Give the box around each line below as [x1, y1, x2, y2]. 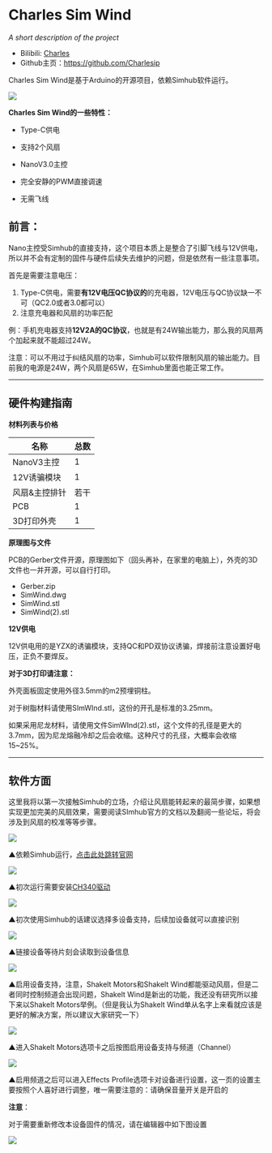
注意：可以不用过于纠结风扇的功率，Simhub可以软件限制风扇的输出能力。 [8, 352, 253, 362]
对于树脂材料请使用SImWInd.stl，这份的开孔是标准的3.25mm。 [8, 703, 217, 712]
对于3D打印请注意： [8, 668, 75, 678]
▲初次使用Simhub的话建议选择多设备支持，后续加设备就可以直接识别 [8, 914, 240, 924]
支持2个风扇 [19, 142, 61, 152]
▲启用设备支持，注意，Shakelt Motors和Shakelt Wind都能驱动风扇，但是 [8, 979, 253, 989]
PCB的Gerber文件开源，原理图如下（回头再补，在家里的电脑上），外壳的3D [8, 554, 258, 565]
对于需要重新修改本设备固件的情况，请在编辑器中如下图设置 [8, 1120, 207, 1129]
